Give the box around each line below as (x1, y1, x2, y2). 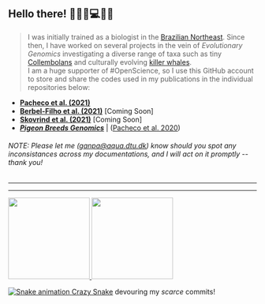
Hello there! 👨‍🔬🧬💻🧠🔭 (8, 7, 114, 21)
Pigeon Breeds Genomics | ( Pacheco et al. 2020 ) (19, 122, 181, 133)
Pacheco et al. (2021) (19, 98, 91, 107)
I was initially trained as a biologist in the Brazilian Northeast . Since (27, 32, 245, 42)
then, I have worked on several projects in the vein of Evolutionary (27, 40, 243, 50)
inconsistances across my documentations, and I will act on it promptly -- (8, 149, 248, 159)
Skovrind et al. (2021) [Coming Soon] (19, 114, 143, 124)
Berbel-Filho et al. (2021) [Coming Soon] (19, 106, 154, 115)
